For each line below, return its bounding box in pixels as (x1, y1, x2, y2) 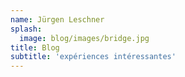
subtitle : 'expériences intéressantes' (10, 52, 177, 62)
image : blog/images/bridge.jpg (19, 33, 150, 43)
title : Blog (10, 42, 60, 53)
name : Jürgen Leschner (10, 14, 105, 25)
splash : (10, 24, 43, 34)
